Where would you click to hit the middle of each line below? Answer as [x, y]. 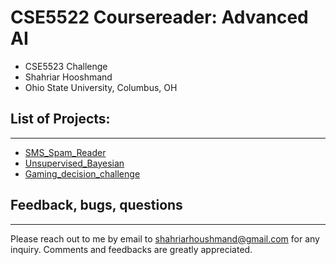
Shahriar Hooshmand [68, 77]
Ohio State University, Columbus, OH [101, 87]
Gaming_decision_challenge [82, 173]
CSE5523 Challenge [66, 66]
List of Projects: [60, 119]
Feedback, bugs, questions [96, 205]
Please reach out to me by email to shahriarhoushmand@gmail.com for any [165, 238]
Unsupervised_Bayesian [74, 163]
